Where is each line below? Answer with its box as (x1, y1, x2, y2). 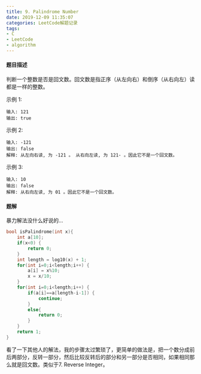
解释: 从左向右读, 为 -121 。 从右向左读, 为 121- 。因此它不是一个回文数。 (6, 152, 178, 158)
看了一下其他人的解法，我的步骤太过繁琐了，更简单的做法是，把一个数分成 (6, 346, 190, 353)
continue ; (38, 295, 63, 302)
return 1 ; (17, 329, 42, 335)
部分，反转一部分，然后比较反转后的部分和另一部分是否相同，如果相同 (16, 353, 190, 360)
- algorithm (6, 42, 36, 48)
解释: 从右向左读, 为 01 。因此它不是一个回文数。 (6, 189, 117, 195)
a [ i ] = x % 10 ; (28, 268, 60, 274)
